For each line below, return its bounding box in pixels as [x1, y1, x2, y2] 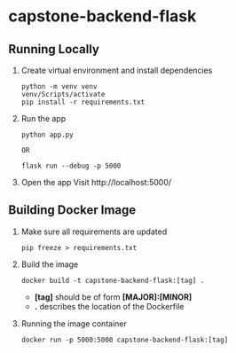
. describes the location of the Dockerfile [34, 301, 185, 311]
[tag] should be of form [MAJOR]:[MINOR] [34, 291, 193, 302]
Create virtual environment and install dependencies [20, 65, 213, 75]
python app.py [20, 130, 74, 139]
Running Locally [8, 42, 99, 57]
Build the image [20, 259, 79, 270]
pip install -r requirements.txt [20, 98, 146, 106]
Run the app [20, 114, 67, 123]
